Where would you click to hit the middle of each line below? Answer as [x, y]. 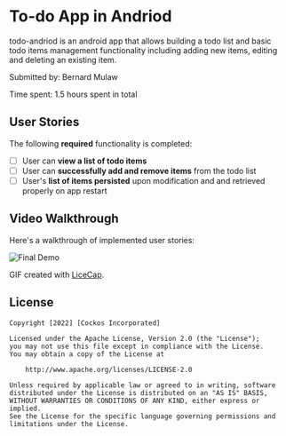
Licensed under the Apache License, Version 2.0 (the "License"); [135, 338]
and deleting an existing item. [63, 59]
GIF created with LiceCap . [57, 274]
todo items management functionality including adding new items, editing [143, 50]
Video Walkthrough [64, 219]
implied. [25, 408]
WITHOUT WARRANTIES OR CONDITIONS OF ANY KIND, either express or [135, 400]
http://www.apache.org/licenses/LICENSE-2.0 [109, 369]
